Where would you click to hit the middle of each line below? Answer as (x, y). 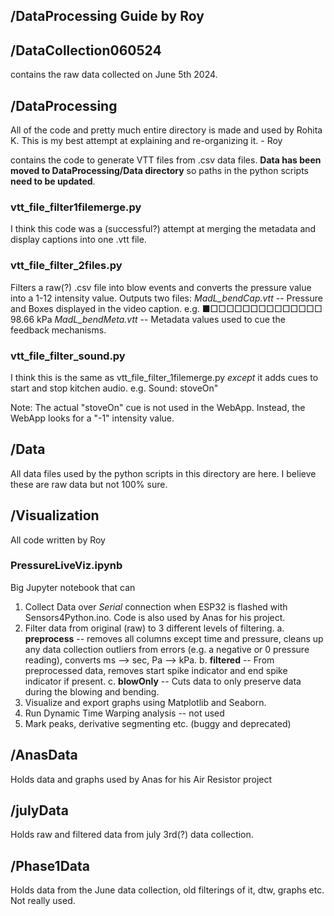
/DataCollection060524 (86, 50)
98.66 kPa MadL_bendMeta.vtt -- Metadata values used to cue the (148, 319)
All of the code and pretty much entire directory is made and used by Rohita (166, 130)
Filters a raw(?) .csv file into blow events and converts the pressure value (161, 287)
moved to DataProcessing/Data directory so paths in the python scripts (160, 171)
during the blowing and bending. (92, 691)
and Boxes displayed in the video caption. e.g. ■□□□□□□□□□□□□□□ (166, 308)
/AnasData (44, 755)
